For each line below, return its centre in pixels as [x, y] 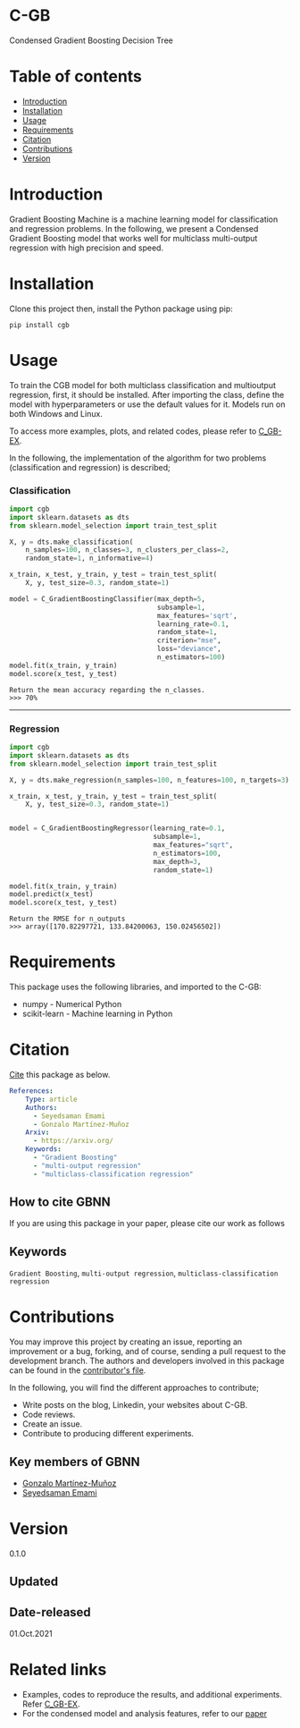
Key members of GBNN [75, 1462]
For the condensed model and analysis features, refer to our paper [145, 1714]
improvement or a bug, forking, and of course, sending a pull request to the [148, 1351]
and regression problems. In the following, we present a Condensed [134, 228]
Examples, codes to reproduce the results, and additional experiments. [152, 1695]
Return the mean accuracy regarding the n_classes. [107, 690]
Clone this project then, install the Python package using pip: [121, 309]
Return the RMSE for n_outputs [67, 919]
